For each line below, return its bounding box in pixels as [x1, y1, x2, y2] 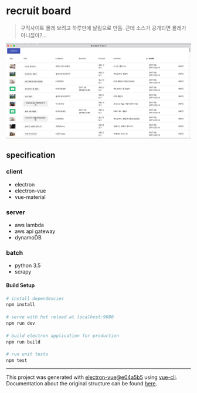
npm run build [6, 339, 41, 345]
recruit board [6, 4, 72, 18]
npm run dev [6, 321, 35, 327]
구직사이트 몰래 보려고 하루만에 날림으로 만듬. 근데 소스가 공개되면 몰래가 [20, 24, 186, 31]
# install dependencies [6, 295, 64, 301]
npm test [6, 358, 28, 364]
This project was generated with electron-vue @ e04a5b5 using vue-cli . [6, 374, 178, 381]
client [6, 168, 23, 176]
